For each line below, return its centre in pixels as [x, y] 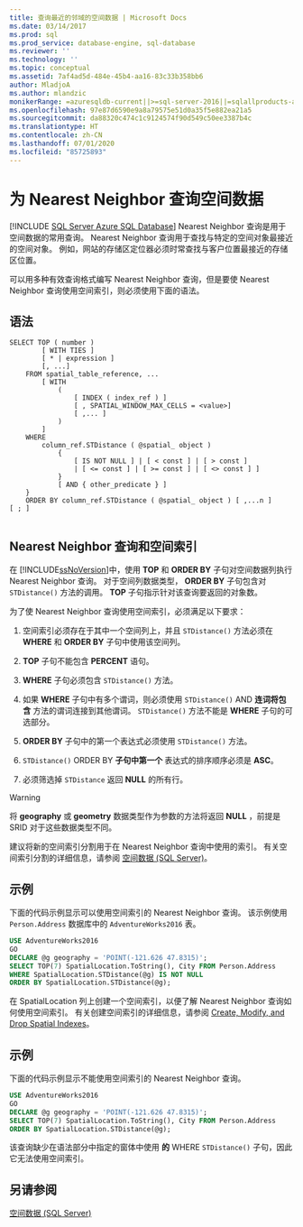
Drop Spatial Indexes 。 [52, 1024]
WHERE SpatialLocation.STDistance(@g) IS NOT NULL [106, 974]
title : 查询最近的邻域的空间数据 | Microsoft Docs [98, 18]
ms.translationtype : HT [54, 127]
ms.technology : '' [44, 60]
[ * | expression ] [78, 359]
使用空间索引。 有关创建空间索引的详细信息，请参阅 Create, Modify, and [151, 1012]
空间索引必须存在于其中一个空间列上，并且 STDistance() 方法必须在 [147, 631]
